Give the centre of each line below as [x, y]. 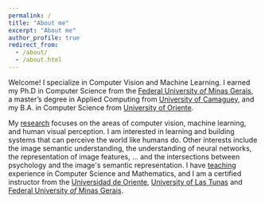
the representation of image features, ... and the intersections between [124, 156]
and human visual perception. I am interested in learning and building [121, 131]
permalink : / [30, 15]
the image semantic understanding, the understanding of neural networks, [130, 148]
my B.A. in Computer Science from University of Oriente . [101, 107]
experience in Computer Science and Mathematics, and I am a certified [125, 173]
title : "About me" [39, 23]
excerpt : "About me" [43, 30]
